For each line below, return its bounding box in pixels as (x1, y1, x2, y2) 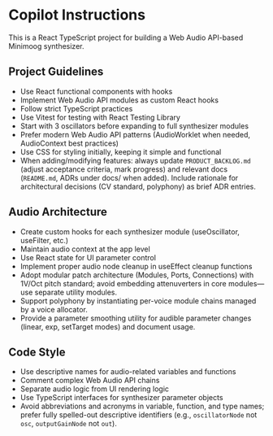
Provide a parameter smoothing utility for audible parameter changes (19, 313, 252, 323)
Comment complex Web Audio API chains (19, 376, 160, 386)
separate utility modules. (34, 287, 118, 297)
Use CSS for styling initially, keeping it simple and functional (19, 146, 222, 156)
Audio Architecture (8, 205, 108, 219)
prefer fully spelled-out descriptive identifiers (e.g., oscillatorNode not (19, 410, 258, 420)
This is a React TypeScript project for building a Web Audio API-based (8, 33, 244, 42)
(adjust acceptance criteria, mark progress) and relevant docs (19, 164, 228, 174)
